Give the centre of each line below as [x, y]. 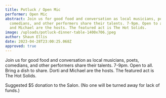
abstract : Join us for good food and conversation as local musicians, [80, 19]
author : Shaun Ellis [26, 37]
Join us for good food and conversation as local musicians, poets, [72, 60]
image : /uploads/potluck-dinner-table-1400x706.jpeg [61, 32]
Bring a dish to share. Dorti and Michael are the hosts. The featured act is [80, 70]
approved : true [21, 46]
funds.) [12, 90]
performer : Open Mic [26, 14]
